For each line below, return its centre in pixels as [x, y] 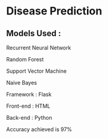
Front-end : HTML [28, 106]
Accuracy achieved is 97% [39, 129]
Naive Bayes [22, 83]
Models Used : [34, 33]
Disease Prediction [54, 11]
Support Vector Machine [37, 71]
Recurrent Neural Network [39, 48]
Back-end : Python [29, 118]
